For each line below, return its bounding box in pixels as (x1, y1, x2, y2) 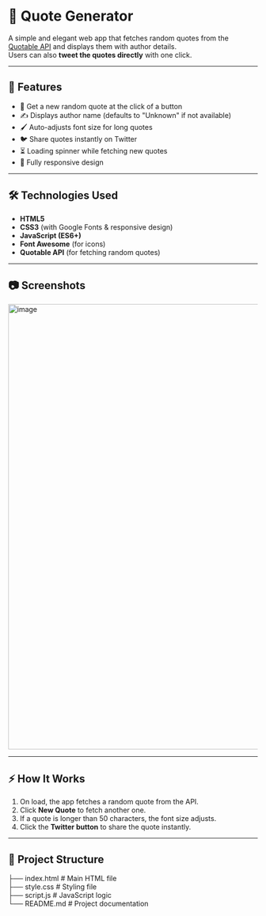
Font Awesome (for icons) (19, 239, 106, 249)
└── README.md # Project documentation (8, 899, 149, 908)
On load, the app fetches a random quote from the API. (19, 797, 199, 807)
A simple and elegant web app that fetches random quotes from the (8, 33, 230, 43)
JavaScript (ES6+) (19, 230, 82, 240)
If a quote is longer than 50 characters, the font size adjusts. (19, 814, 217, 823)
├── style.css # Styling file (8, 882, 97, 891)
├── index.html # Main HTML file (8, 874, 117, 883)
